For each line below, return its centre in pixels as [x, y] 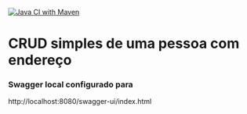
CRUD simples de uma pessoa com [124, 44]
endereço [40, 61]
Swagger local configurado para [71, 84]
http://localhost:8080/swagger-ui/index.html [80, 102]
